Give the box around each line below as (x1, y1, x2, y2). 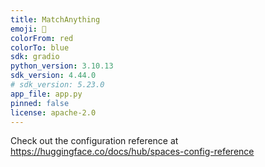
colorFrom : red (10, 33, 74, 43)
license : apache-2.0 (10, 107, 97, 118)
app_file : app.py (10, 89, 83, 99)
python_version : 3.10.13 (10, 61, 114, 71)
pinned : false (10, 98, 70, 108)
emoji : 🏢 (10, 24, 47, 34)
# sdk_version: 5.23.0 (10, 80, 105, 90)
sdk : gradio (10, 52, 60, 62)
